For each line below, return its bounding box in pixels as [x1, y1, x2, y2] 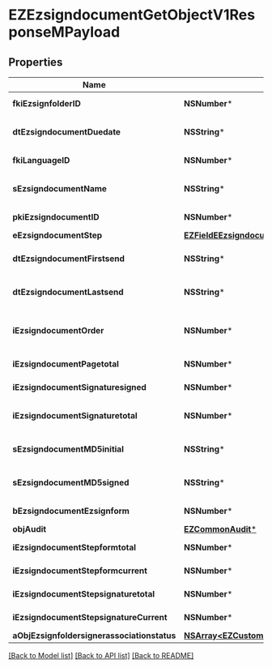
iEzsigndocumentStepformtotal [12, 542, 136, 553]
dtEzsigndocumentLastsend [12, 286, 124, 298]
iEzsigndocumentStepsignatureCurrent [12, 612, 168, 623]
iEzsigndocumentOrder [12, 325, 104, 336]
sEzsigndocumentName [12, 183, 108, 194]
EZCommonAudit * [183, 524, 257, 534]
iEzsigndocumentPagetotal [12, 358, 120, 370]
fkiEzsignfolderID [12, 98, 81, 109]
